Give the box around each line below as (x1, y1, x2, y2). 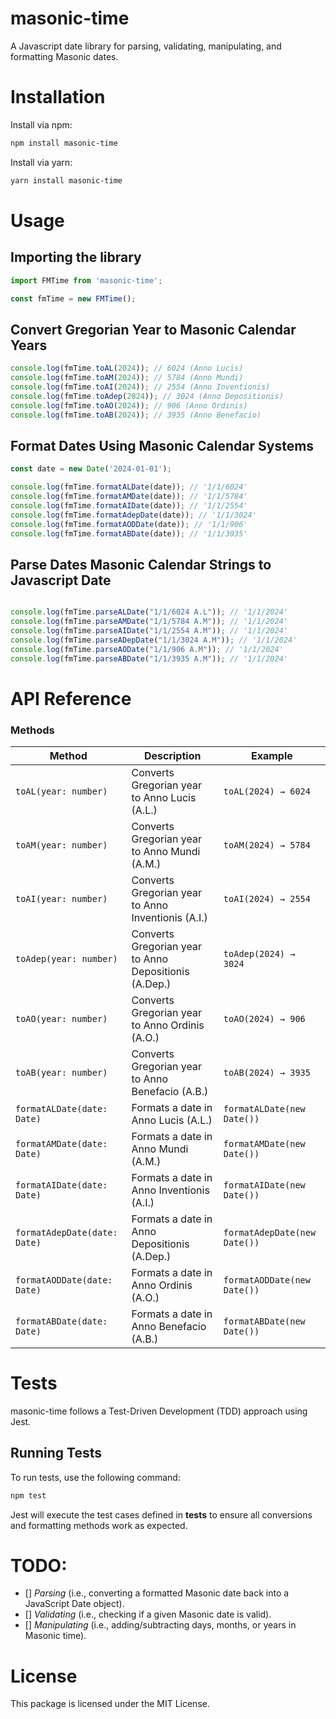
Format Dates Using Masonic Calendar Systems (10, 437, 315, 454)
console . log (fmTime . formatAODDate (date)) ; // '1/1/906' (10, 519, 248, 529)
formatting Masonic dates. (10, 50, 119, 62)
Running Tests (10, 1445, 102, 1462)
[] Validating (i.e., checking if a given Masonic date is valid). (24, 1608, 272, 1621)
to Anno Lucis (131, 790, 197, 804)
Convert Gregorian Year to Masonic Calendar (10, 321, 297, 338)
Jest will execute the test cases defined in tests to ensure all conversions (10, 1508, 313, 1521)
